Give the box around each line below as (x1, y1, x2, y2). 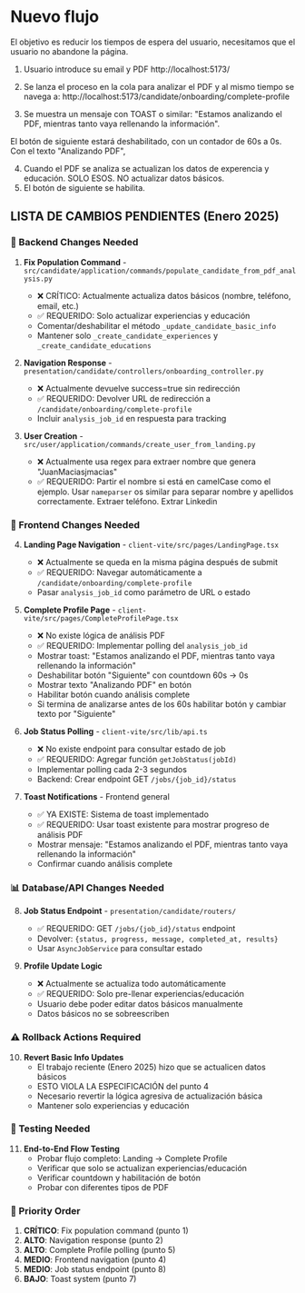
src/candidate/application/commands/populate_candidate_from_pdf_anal (23, 266, 297, 275)
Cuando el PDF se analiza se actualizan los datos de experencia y (23, 163, 270, 174)
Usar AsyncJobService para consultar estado (36, 943, 203, 954)
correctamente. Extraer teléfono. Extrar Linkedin (36, 495, 218, 506)
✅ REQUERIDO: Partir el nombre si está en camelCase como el (36, 475, 271, 487)
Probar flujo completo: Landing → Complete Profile (36, 1152, 228, 1164)
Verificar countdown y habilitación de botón (36, 1172, 201, 1183)
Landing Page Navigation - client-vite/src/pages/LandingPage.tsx (23, 539, 280, 550)
